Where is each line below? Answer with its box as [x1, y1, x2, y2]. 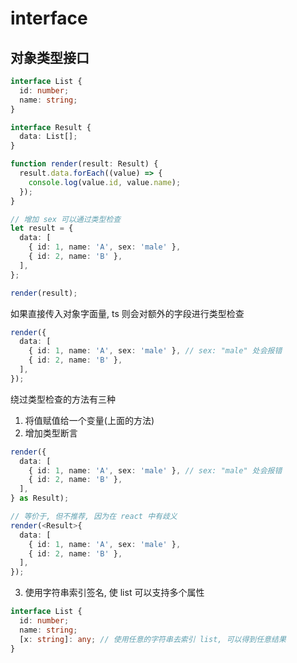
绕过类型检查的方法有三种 [10, 393, 116, 405]
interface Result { [10, 122, 92, 132]
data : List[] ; [19, 132, 78, 142]
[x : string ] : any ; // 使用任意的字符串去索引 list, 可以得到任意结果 [19, 634, 287, 644]
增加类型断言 [24, 427, 78, 439]
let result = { [10, 223, 74, 234]
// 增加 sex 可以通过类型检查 [10, 214, 122, 224]
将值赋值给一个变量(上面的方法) [24, 414, 155, 426]
